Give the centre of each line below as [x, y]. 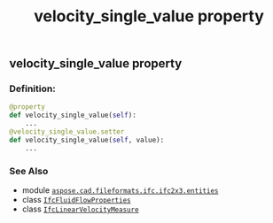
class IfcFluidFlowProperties [76, 200]
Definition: [32, 88]
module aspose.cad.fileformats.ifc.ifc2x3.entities [120, 190]
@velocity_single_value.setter [67, 132]
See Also [29, 171]
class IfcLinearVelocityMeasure [80, 209]
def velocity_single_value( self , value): [87, 140]
